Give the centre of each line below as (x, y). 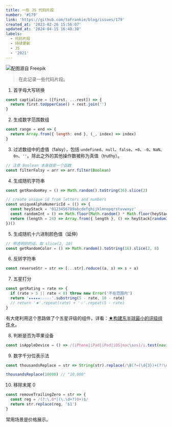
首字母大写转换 (29, 90)
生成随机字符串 (29, 180)
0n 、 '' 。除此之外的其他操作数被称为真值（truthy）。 (68, 156)
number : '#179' (22, 15)
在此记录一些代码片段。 (43, 79)
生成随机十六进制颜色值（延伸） (47, 234)
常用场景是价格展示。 (28, 419)
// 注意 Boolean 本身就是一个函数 (39, 165)
